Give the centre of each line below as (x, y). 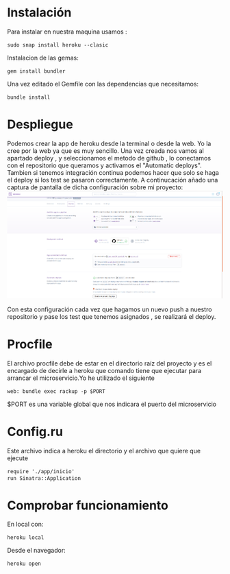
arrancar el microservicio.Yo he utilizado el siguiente (81, 378)
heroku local (26, 538)
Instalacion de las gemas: (43, 58)
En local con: (25, 524)
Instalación (39, 13)
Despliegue (40, 124)
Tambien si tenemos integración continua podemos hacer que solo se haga (113, 172)
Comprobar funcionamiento (88, 505)
